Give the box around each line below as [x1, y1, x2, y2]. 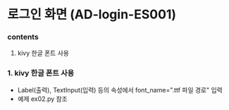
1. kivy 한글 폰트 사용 [7, 68, 75, 78]
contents [7, 32, 39, 42]
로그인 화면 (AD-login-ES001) [7, 6, 177, 23]
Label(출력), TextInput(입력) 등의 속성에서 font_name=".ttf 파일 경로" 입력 [17, 85, 223, 94]
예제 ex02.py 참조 [17, 94, 68, 103]
